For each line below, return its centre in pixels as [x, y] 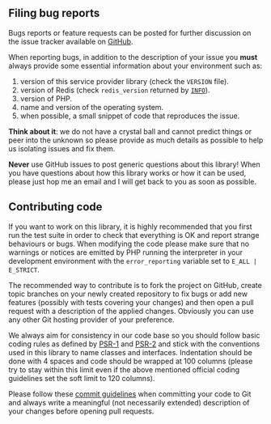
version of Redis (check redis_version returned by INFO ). [115, 90]
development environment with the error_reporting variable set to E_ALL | [133, 261]
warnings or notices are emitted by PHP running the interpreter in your [125, 252]
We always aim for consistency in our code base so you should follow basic [134, 335]
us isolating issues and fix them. [62, 148]
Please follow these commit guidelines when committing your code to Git [130, 394]
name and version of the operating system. [92, 107]
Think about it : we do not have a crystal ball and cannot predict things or [130, 131]
